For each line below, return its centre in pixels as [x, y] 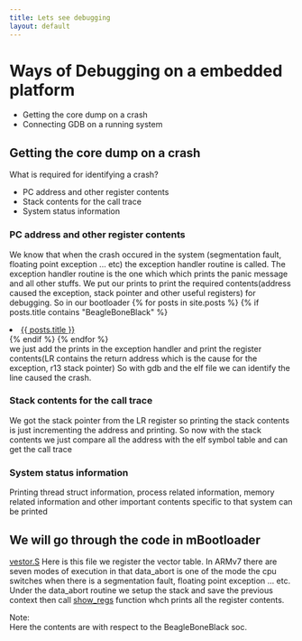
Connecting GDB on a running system [92, 125]
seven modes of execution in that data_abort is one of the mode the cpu [143, 571]
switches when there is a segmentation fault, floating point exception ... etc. [150, 581]
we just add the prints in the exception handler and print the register [136, 348]
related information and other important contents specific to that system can [151, 502]
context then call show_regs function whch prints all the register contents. [147, 599]
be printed [28, 512]
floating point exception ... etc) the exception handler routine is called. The [147, 264]
